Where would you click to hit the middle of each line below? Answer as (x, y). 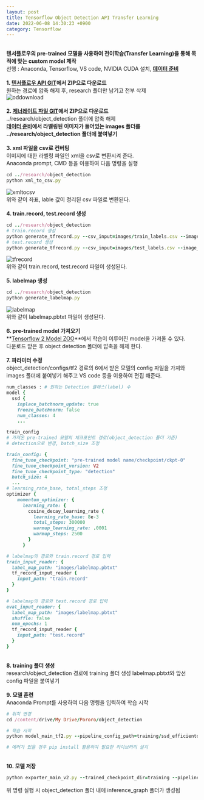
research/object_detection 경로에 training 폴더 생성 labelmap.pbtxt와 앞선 (96, 673)
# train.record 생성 (31, 230)
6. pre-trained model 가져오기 (43, 331)
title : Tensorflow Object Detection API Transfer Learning (83, 18)
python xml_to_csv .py (34, 180)
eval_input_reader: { (34, 607)
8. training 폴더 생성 (31, 665)
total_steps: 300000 (59, 523)
